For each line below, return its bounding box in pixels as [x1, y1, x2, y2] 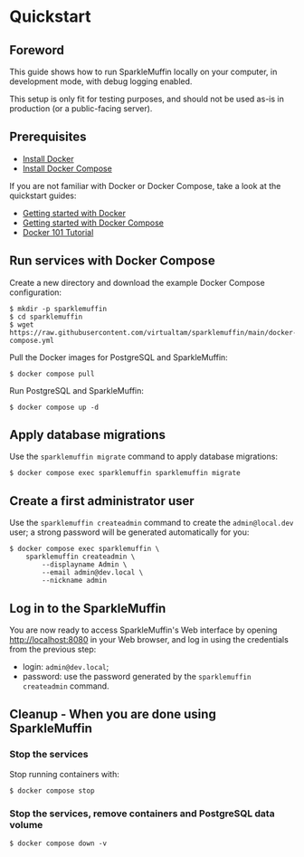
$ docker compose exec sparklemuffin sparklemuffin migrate [9, 469, 242, 478]
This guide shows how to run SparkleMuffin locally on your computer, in [9, 66, 278, 77]
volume [9, 818, 43, 831]
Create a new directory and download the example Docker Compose [9, 277, 265, 288]
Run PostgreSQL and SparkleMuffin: [9, 385, 145, 395]
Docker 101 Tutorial [22, 226, 94, 237]
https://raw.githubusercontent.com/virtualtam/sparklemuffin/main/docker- [9, 328, 298, 337]
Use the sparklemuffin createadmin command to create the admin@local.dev [9, 518, 294, 528]
